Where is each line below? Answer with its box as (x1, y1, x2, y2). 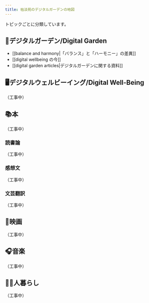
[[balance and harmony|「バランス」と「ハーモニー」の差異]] (12, 51, 136, 57)
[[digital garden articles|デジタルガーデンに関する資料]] (12, 63, 123, 69)
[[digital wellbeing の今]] (12, 57, 61, 62)
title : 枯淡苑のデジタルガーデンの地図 (5, 7, 74, 12)
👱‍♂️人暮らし (5, 279, 39, 287)
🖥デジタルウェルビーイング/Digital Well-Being (5, 78, 145, 87)
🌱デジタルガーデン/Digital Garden (5, 37, 107, 45)
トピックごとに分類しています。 (5, 21, 69, 27)
